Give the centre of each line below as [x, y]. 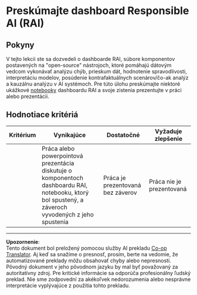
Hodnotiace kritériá [42, 115]
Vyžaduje [168, 131]
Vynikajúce [70, 135]
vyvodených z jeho [68, 214]
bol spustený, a [63, 199]
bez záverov [120, 192]
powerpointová [62, 155]
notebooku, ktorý [65, 192]
